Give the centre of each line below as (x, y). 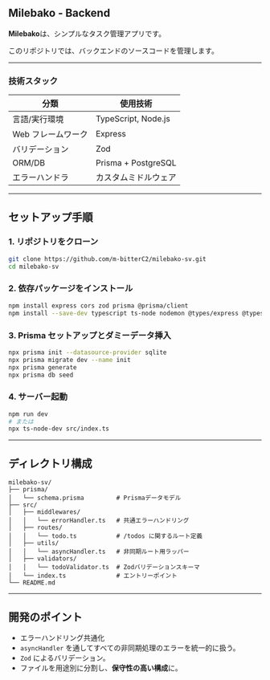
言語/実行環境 (38, 120)
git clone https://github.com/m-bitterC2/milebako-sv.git (107, 259)
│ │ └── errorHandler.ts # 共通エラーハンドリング (99, 521)
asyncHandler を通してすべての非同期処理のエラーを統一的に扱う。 (130, 647)
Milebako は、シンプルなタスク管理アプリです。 (87, 33)
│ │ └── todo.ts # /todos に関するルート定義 (106, 536)
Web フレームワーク (50, 134)
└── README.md (32, 583)
